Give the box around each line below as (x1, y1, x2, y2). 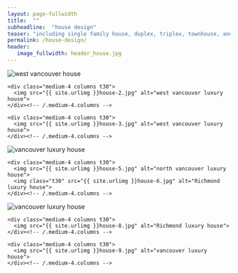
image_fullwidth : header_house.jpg (16, 50, 122, 57)
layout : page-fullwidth (7, 10, 78, 18)
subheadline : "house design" (7, 23, 97, 30)
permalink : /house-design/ (7, 37, 87, 44)
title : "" (7, 17, 40, 24)
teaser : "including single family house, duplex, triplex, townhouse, (7, 30, 220, 38)
